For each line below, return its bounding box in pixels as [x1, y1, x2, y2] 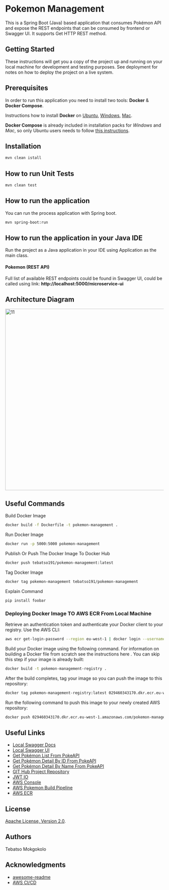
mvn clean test [5, 183, 37, 188]
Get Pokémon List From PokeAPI [12, 752, 79, 759]
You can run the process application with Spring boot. [5, 210, 117, 216]
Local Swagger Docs [12, 742, 56, 748]
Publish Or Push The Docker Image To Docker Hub [5, 551, 110, 557]
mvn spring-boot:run [5, 220, 49, 225]
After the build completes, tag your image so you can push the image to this [5, 675, 162, 681]
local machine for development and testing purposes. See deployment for [5, 64, 158, 70]
